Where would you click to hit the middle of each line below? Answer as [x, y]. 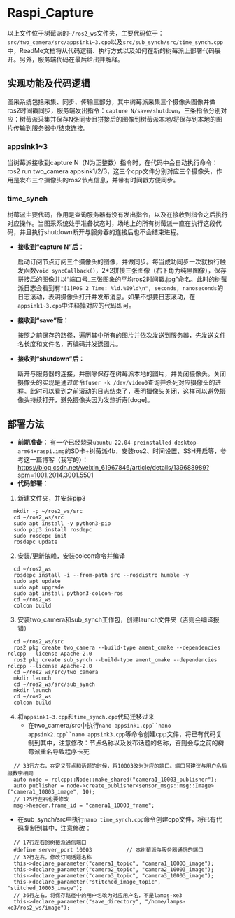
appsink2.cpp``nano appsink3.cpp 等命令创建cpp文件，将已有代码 [122, 734]
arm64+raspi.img [41, 452]
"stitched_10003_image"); [45, 888]
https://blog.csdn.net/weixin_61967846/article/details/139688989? [113, 468]
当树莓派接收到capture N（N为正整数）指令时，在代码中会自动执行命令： [113, 163]
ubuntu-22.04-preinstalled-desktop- [146, 443]
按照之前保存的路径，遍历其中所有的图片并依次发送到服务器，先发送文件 [121, 335]
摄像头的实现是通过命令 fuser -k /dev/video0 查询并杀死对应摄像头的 [116, 382]
